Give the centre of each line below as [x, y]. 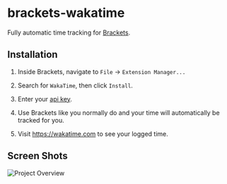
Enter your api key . [45, 99]
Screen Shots [38, 156]
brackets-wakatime [66, 13]
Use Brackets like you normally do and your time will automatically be [119, 112]
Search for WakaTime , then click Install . [75, 85]
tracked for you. [41, 120]
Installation [33, 55]
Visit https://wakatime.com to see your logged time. [93, 134]
